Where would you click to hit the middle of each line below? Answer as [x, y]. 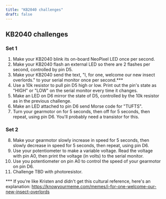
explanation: [18, 187]
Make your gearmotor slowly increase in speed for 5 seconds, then [81, 140]
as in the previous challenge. [42, 101]
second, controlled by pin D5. [43, 70]
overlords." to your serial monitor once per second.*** [68, 80]
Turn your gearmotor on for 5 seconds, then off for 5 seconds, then [81, 112]
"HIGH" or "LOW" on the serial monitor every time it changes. [75, 91]
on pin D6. [23, 166]
